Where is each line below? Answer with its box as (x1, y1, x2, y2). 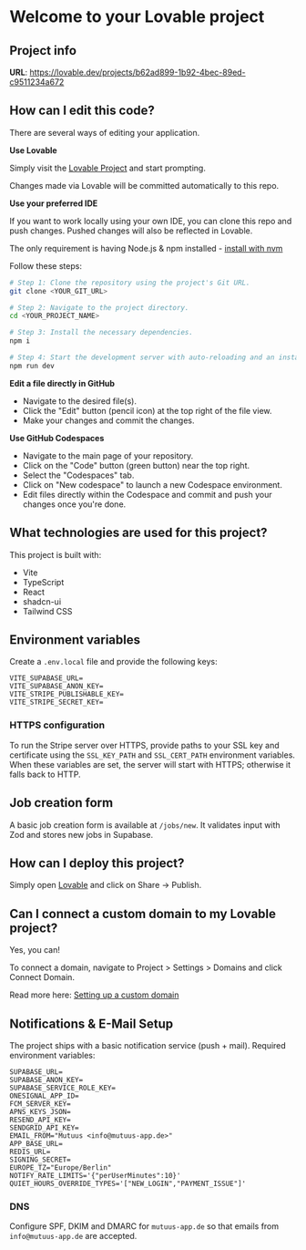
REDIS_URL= (9, 1147, 51, 1156)
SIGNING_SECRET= (9, 1155, 71, 1164)
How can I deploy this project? (9, 855, 185, 871)
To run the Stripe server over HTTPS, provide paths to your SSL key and (9, 739, 280, 750)
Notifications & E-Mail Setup (9, 1016, 174, 1031)
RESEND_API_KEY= (9, 1115, 71, 1124)
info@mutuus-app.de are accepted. (9, 1231, 138, 1242)
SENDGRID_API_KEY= (9, 1123, 79, 1132)
